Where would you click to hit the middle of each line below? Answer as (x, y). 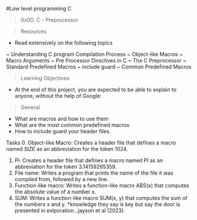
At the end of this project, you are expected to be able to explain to (96, 90)
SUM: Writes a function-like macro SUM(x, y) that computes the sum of (101, 198)
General (30, 107)
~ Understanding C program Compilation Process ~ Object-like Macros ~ (95, 54)
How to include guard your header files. (63, 131)
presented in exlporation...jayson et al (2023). (70, 211)
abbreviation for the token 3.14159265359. (66, 167)
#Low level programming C (39, 9)
